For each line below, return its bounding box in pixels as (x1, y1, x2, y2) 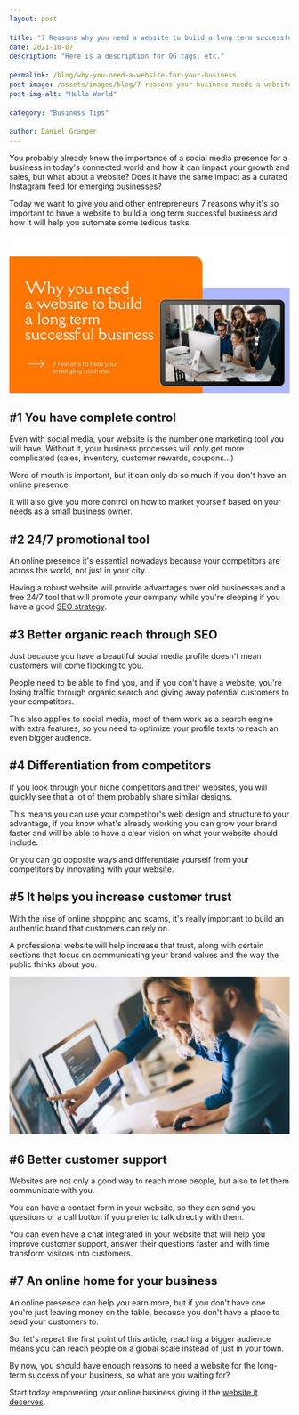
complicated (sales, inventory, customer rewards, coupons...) (9, 452, 234, 463)
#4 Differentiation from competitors (9, 758, 212, 774)
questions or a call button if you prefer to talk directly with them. (9, 1212, 245, 1222)
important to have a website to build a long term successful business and (9, 207, 278, 218)
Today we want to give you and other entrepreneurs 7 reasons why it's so (9, 199, 279, 209)
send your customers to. (9, 1316, 100, 1327)
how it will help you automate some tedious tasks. (9, 217, 192, 228)
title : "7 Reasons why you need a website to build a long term (9, 33, 253, 42)
